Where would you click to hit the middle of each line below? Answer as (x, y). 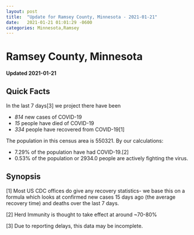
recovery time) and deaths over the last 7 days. (63, 203)
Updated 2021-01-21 (31, 73)
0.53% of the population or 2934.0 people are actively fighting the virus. (101, 158)
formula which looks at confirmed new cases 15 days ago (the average (91, 197)
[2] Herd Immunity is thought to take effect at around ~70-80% (82, 215)
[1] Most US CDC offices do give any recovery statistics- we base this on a (96, 191)
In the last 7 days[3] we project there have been (64, 105)
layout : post (22, 11)
